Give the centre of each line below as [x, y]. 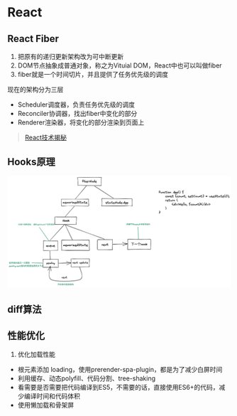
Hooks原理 [31, 162]
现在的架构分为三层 [35, 89]
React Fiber [33, 39]
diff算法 [24, 309]
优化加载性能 [36, 354]
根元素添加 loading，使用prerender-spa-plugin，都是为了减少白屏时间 [120, 369]
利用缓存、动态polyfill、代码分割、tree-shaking [87, 378]
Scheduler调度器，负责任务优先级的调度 [76, 105]
